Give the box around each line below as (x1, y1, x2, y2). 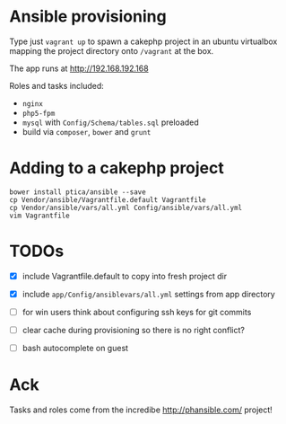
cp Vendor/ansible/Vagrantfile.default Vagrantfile (9, 195, 206, 204)
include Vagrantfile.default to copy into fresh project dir (22, 270, 227, 281)
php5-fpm (22, 109, 56, 118)
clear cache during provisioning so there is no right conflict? (22, 325, 245, 335)
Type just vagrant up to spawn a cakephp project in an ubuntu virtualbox (9, 36, 278, 47)
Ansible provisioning (9, 6, 168, 27)
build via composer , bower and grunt (22, 126, 152, 137)
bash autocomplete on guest (22, 343, 128, 354)
